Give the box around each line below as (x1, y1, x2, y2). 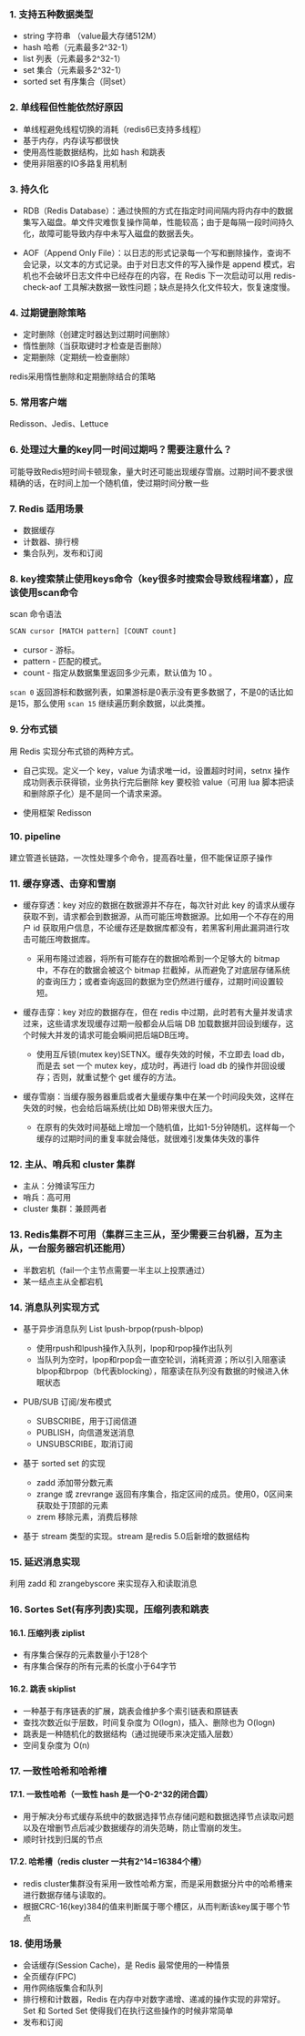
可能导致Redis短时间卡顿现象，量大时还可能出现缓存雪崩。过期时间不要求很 (9, 466, 294, 477)
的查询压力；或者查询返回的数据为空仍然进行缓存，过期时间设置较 (36, 976, 284, 987)
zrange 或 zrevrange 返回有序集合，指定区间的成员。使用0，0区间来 (36, 1488, 293, 1500)
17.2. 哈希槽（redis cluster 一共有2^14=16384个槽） (9, 1856, 207, 1867)
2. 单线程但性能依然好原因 (9, 101, 124, 114)
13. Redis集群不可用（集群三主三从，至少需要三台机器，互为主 (9, 1229, 283, 1241)
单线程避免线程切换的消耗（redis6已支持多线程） (22, 123, 207, 134)
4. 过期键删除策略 (9, 306, 86, 319)
